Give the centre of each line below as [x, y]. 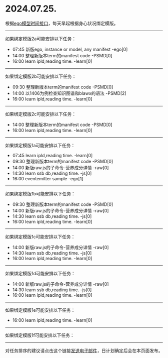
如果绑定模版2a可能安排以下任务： [41, 39]
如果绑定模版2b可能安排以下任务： [41, 76]
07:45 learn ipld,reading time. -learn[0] [52, 155]
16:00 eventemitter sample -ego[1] [48, 178]
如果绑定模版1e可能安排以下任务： [40, 310]
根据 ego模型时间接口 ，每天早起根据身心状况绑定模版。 [62, 23]
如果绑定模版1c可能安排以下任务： [40, 236]
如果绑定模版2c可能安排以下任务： [41, 114]
